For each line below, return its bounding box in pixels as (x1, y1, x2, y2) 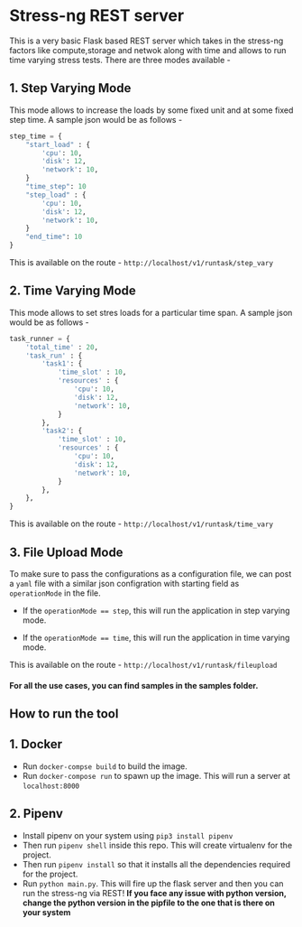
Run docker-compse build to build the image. (22, 760, 188, 772)
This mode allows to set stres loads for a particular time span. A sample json (9, 307, 293, 318)
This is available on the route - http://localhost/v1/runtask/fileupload (9, 660, 278, 670)
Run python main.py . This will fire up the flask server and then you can (22, 877, 284, 889)
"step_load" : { (25, 190, 87, 199)
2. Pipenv (9, 806, 63, 821)
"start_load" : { (25, 140, 91, 149)
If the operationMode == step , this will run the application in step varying (22, 606, 290, 616)
